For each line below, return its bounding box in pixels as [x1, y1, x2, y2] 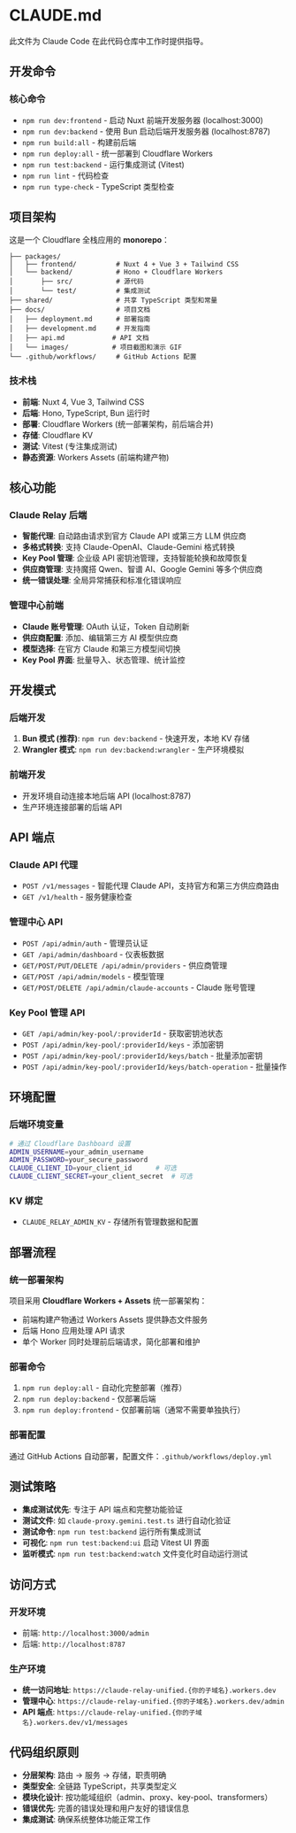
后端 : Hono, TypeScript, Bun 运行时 [21, 407, 150, 418]
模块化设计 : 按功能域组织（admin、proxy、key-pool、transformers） [21, 1792, 273, 1803]
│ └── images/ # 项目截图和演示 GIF [9, 343, 183, 352]
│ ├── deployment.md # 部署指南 [9, 315, 151, 324]
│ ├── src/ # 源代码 [9, 277, 144, 286]
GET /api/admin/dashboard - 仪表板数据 [21, 948, 164, 959]
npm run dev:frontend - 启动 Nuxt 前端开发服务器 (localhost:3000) [21, 114, 263, 125]
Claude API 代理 [9, 859, 79, 871]
